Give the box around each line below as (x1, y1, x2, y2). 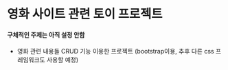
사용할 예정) (47, 56, 79, 64)
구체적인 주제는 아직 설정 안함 (7, 30, 85, 38)
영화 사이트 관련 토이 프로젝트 (7, 6, 163, 22)
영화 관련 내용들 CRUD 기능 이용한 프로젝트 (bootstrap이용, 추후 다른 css (16, 47, 214, 56)
